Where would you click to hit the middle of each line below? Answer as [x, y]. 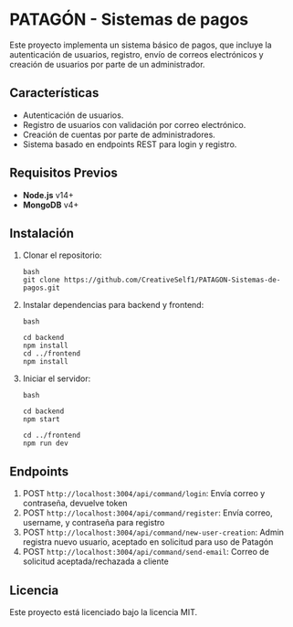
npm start [42, 420]
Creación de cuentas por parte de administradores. [119, 134]
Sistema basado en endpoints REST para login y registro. [130, 144]
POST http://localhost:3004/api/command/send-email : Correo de [146, 552]
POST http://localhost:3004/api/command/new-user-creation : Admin [153, 532]
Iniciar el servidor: [57, 378]
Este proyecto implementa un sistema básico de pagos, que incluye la [141, 45]
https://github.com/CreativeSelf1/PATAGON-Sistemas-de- [172, 280]
